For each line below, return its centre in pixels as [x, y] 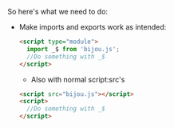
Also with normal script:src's [78, 79]
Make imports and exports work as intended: [93, 27]
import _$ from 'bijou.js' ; [73, 49]
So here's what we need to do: [58, 12]
